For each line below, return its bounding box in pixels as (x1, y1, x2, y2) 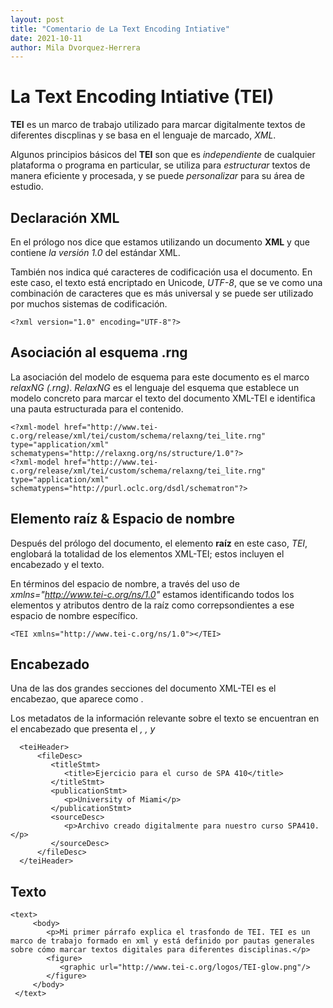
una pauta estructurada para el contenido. (10, 402, 184, 415)
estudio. (10, 181, 44, 193)
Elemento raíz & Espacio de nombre (10, 511, 235, 528)
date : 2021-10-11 (10, 33, 83, 43)
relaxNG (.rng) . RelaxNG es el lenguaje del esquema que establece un (10, 381, 300, 393)
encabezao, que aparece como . (10, 693, 144, 705)
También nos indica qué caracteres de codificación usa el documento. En (10, 266, 313, 278)
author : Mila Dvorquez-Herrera (10, 42, 141, 53)
